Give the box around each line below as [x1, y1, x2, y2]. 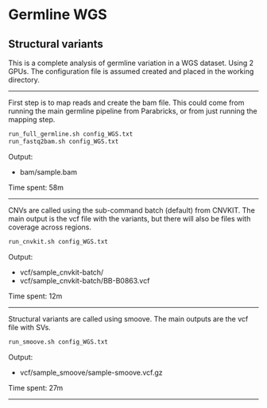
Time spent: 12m [8, 291, 63, 301]
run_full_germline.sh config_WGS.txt [8, 130, 133, 138]
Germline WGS [8, 6, 107, 24]
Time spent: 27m [8, 383, 64, 392]
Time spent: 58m [8, 183, 64, 192]
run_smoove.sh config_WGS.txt [8, 337, 109, 346]
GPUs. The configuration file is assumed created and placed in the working [8, 67, 254, 76]
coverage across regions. [8, 222, 91, 232]
